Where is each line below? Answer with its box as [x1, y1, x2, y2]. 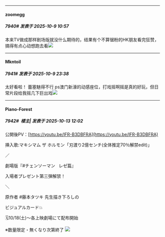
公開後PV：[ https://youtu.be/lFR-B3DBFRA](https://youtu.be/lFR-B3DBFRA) [5, 131, 159, 137]
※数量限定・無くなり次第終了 [5, 227, 64, 233]
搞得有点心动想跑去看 [5, 43, 48, 49]
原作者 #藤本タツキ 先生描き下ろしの [5, 194, 80, 200]
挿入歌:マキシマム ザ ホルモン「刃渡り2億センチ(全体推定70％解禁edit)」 [5, 142, 152, 148]
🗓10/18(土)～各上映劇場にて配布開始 [5, 214, 79, 221]
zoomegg [5, 11, 25, 17]
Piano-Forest [5, 106, 32, 112]
